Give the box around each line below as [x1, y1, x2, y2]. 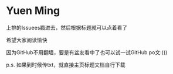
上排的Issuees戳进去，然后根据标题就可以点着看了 [6, 24, 128, 31]
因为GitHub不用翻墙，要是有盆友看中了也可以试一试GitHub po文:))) [6, 48, 168, 56]
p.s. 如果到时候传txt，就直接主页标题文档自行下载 [6, 61, 126, 68]
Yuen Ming [6, 4, 60, 17]
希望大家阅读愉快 [6, 36, 48, 43]
